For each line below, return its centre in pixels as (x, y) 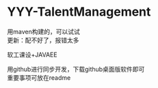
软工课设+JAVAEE (32, 55)
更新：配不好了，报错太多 (43, 40)
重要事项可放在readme (39, 77)
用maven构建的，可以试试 (43, 31)
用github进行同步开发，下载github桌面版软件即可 (76, 69)
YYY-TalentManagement (79, 12)
